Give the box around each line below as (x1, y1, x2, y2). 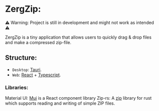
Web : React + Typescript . (12, 72, 61, 78)
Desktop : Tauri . (12, 67, 42, 72)
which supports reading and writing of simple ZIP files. (5, 100, 115, 106)
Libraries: (5, 84, 28, 91)
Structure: (5, 54, 37, 62)
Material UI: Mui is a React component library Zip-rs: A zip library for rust (5, 95, 152, 101)
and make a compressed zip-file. (5, 39, 72, 45)
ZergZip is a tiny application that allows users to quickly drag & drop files (5, 34, 152, 40)
